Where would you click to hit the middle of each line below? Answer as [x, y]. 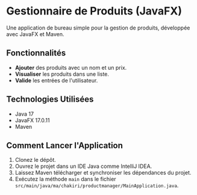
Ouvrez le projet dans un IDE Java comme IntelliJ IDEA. [83, 166]
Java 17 [24, 114]
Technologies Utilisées [50, 100]
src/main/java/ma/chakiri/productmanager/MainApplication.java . [97, 185]
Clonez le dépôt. [35, 160]
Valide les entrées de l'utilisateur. [56, 80]
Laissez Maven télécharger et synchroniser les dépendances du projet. [103, 173]
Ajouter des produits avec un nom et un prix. [71, 67]
